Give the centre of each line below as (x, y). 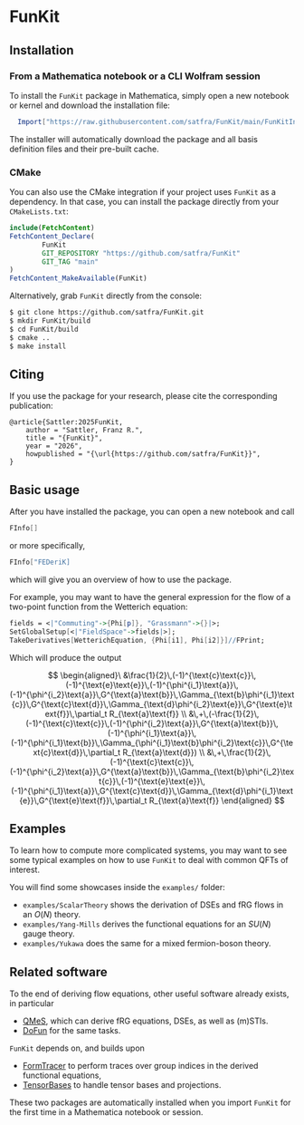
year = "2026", (54, 446)
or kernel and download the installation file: (90, 105)
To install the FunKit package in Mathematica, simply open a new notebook (149, 95)
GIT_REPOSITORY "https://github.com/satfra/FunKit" (142, 253)
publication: (31, 406)
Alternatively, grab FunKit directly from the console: (105, 296)
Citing (27, 374)
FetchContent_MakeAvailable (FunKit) (78, 278)
